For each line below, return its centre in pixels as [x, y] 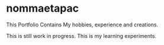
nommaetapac [42, 8]
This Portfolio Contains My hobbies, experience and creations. [82, 25]
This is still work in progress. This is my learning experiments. [81, 36]
